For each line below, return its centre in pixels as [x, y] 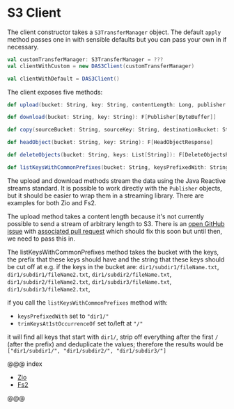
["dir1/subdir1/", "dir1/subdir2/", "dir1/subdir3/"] [87, 351]
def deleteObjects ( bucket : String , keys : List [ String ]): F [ [96, 155]
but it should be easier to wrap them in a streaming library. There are [106, 195]
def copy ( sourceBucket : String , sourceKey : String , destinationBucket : [113, 130]
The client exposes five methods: [55, 92]
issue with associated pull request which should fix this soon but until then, [115, 231]
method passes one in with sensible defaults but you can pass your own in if [117, 39]
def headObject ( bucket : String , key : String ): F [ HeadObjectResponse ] [110, 143]
